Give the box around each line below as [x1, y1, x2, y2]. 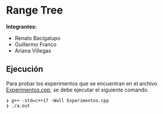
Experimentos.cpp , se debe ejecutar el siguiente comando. [6, 86, 149, 93]
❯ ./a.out [6, 103, 31, 109]
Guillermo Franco [14, 41, 57, 48]
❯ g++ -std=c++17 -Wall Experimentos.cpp [6, 97, 109, 103]
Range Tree [6, 4, 64, 17]
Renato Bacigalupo [14, 34, 61, 41]
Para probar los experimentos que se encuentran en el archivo [6, 80, 158, 87]
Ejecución [6, 64, 44, 74]
